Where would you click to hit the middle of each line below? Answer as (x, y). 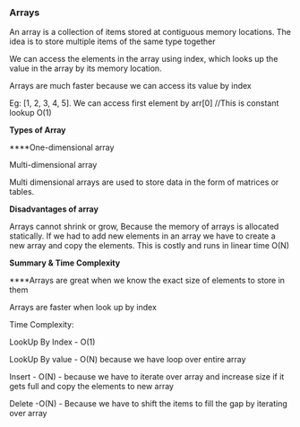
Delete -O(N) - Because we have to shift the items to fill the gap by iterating (149, 404)
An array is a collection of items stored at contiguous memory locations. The (150, 32)
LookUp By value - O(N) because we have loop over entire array (128, 360)
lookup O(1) (30, 113)
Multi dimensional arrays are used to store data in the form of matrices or (144, 182)
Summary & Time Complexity (65, 263)
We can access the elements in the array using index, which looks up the (144, 59)
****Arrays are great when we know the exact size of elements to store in (147, 281)
